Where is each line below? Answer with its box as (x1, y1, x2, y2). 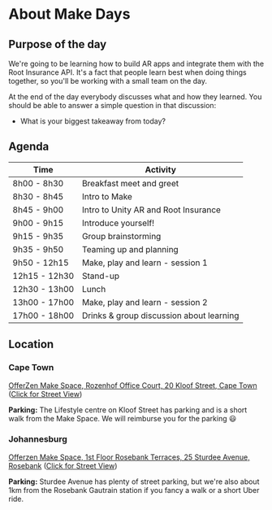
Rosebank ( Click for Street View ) (8, 460, 118, 470)
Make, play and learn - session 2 (81, 296, 209, 307)
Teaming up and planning (81, 243, 179, 255)
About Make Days (8, 5, 131, 24)
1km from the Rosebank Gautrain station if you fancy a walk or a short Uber (8, 485, 260, 495)
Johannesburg (8, 434, 67, 445)
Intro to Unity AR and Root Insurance (81, 204, 222, 216)
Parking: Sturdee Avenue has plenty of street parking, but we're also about (8, 477, 260, 486)
